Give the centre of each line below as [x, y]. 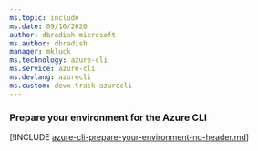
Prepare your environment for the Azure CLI [108, 117]
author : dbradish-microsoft [63, 35]
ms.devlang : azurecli [51, 77]
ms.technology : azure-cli [58, 60]
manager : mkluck [40, 52]
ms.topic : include [44, 18]
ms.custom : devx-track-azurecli [71, 86]
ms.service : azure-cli [52, 69]
